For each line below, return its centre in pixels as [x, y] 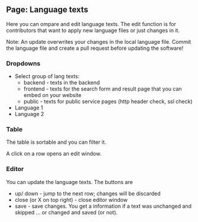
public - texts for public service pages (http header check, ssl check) [108, 102]
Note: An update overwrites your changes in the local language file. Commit [99, 41]
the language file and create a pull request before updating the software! [95, 48]
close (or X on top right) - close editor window [71, 200]
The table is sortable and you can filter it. [56, 142]
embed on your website [52, 95]
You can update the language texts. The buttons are [70, 182]
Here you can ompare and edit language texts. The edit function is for [91, 24]
